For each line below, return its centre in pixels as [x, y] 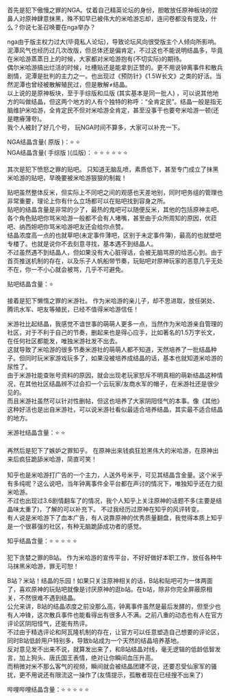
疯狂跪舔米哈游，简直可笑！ [58, 459]
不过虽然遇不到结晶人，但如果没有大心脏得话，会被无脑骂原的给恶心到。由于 [115, 252]
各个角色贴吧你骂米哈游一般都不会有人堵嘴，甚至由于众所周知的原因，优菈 [112, 218]
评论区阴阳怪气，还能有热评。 [49, 623]
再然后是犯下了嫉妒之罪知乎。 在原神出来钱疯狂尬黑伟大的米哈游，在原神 [110, 450]
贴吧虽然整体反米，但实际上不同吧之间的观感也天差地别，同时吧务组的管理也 [115, 192]
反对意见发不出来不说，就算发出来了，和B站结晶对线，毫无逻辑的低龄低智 [111, 649]
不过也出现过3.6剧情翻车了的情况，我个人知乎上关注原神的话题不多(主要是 [112, 501]
